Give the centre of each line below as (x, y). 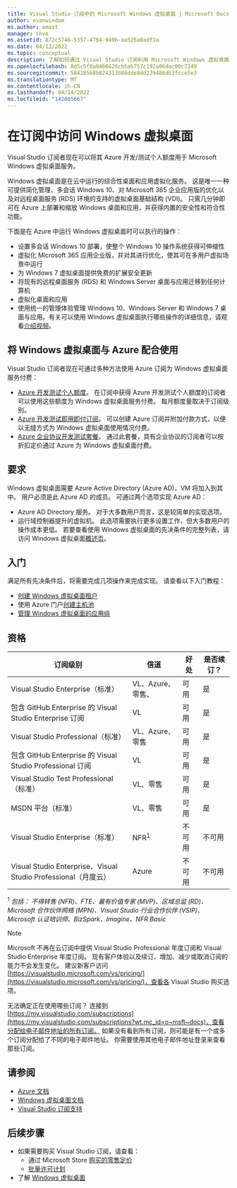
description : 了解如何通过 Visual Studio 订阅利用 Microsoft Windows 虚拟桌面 (118, 60)
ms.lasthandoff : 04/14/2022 (49, 92)
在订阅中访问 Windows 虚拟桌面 (101, 137)
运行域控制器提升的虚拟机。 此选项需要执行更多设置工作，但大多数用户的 (123, 520)
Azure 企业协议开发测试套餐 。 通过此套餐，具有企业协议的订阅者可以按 (121, 436)
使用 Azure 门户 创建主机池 (56, 605)
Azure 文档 (33, 1091)
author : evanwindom (36, 20)
